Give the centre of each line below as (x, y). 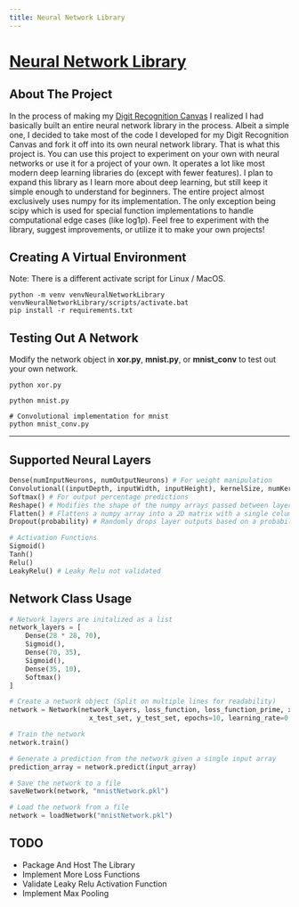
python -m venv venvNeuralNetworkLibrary (87, 295)
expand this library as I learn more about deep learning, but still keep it (139, 182)
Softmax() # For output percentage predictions (99, 497)
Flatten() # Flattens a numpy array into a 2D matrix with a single (139, 513)
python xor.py (36, 385)
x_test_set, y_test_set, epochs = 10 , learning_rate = (186, 718)
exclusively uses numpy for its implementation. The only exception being (142, 200)
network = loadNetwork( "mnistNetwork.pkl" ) (91, 816)
